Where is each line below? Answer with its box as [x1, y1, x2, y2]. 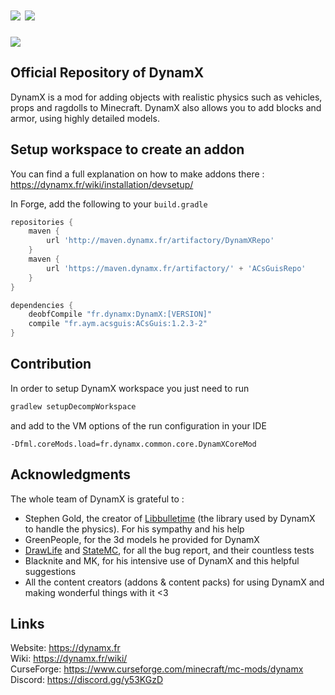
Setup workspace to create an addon [10, 141, 245, 158]
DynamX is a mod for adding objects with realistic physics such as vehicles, [10, 91, 323, 103]
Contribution [10, 356, 92, 373]
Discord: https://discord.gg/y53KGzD [10, 674, 164, 686]
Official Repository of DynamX [10, 64, 205, 82]
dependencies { [10, 300, 74, 310]
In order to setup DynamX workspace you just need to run [10, 382, 250, 394]
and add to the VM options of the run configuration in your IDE [10, 419, 267, 432]
